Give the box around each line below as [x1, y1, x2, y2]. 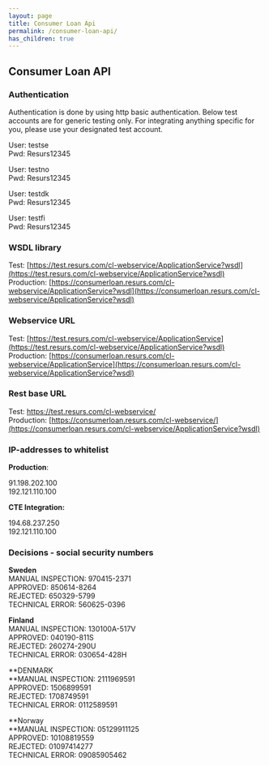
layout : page [8, 11, 53, 20]
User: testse [8, 139, 49, 150]
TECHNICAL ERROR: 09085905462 [8, 751, 127, 760]
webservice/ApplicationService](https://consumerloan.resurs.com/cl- [8, 359, 241, 369]
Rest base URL [8, 388, 67, 400]
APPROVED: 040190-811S [8, 633, 95, 643]
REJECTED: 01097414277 [8, 742, 93, 751]
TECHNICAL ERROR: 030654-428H [8, 650, 127, 660]
